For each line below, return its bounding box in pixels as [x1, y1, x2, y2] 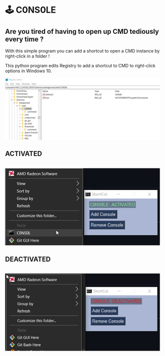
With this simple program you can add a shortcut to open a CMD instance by [5, 48, 160, 54]
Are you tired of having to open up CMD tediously [5, 27, 159, 35]
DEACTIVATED [5, 255, 51, 263]
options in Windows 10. [5, 68, 52, 74]
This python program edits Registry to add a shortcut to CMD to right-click [5, 63, 156, 68]
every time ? [5, 35, 44, 43]
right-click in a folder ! [5, 53, 50, 59]
